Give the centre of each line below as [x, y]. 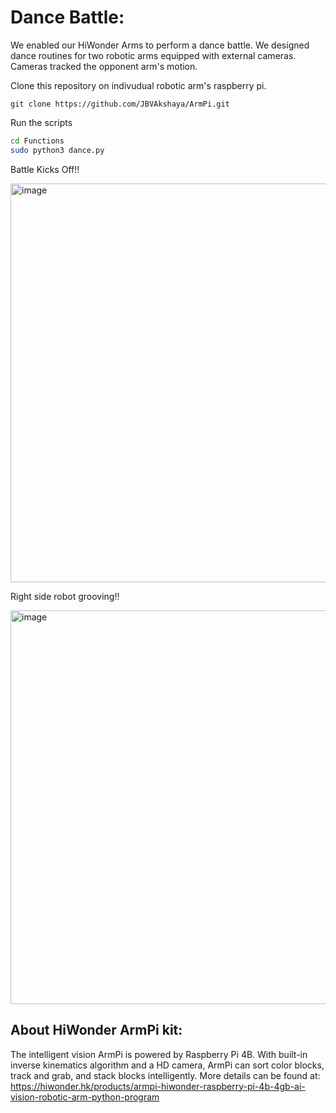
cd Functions [37, 141]
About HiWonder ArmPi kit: [96, 1030]
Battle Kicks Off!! [45, 169]
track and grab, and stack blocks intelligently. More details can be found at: [165, 1075]
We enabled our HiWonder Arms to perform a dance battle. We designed [160, 45]
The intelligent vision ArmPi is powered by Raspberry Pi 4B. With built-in [159, 1054]
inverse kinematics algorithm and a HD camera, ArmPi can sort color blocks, [167, 1065]
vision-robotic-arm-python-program [85, 1097]
